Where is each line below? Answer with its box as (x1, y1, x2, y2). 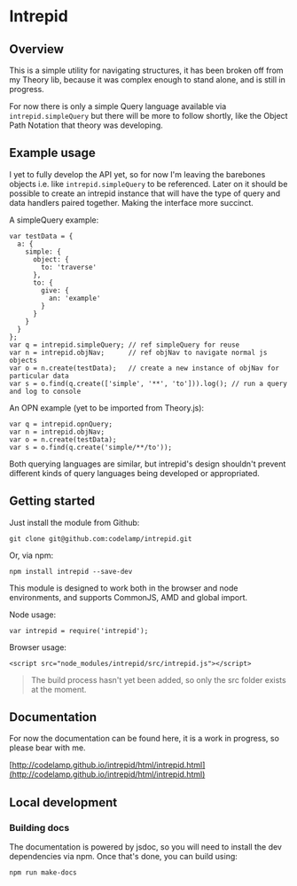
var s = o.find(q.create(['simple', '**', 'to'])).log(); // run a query (9, 379, 288, 388)
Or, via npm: (9, 550, 54, 561)
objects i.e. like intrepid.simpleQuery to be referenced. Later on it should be (9, 178, 288, 189)
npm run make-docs (9, 868, 77, 877)
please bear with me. (9, 742, 86, 753)
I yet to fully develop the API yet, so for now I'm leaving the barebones (9, 169, 266, 179)
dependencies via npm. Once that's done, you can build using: (9, 851, 238, 862)
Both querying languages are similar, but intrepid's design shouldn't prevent (9, 459, 286, 469)
